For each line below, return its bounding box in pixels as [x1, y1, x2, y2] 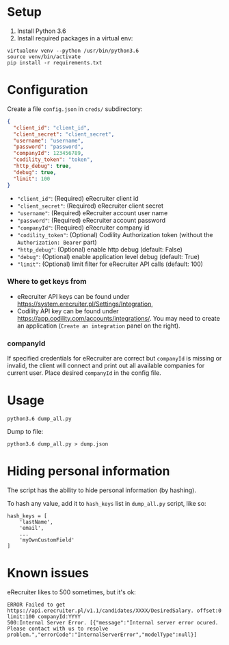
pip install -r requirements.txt [7, 59, 103, 66]
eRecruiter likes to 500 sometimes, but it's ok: [7, 587, 137, 596]
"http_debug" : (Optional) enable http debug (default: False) [16, 245, 183, 254]
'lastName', [19, 518, 53, 525]
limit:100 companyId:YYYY [7, 613, 81, 620]
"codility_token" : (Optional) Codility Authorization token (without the [16, 230, 213, 239]
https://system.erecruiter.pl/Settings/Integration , [16, 300, 154, 308]
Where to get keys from [7, 277, 87, 287]
